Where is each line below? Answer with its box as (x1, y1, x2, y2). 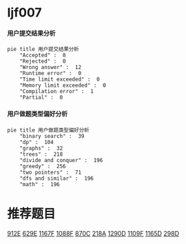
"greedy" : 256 (19, 163, 67, 170)
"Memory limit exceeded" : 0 (19, 82, 107, 89)
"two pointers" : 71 (19, 169, 81, 176)
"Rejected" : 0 (19, 58, 67, 65)
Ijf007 (7, 5, 43, 21)
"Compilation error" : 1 (19, 88, 94, 95)
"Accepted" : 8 (19, 52, 67, 59)
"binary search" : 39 (19, 132, 85, 139)
